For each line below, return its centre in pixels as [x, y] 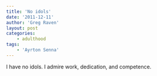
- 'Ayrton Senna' [38, 50]
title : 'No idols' [29, 11]
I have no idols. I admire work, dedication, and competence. [79, 67]
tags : [13, 45]
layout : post [22, 28]
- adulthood [31, 39]
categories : [21, 34]
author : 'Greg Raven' [33, 22]
